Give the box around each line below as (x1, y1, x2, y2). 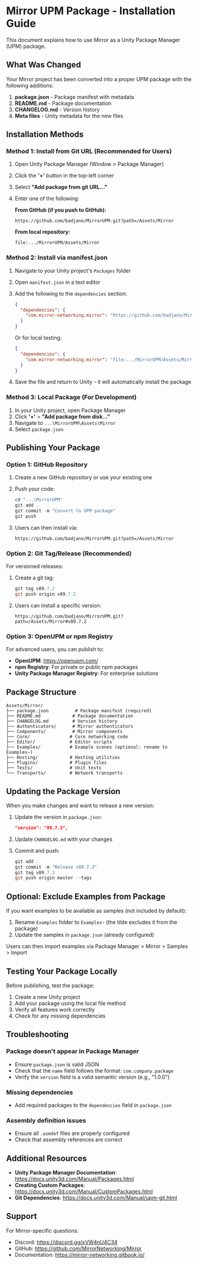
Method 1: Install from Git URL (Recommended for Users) (6, 147, 172, 155)
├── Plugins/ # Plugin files (6, 760, 108, 766)
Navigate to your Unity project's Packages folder (14, 267, 131, 274)
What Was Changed (6, 60, 82, 70)
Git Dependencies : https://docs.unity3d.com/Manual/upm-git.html (14, 1194, 177, 1201)
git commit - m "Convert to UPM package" (14, 508, 116, 514)
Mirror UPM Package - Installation (6, 4, 176, 18)
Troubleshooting (6, 1029, 69, 1039)
